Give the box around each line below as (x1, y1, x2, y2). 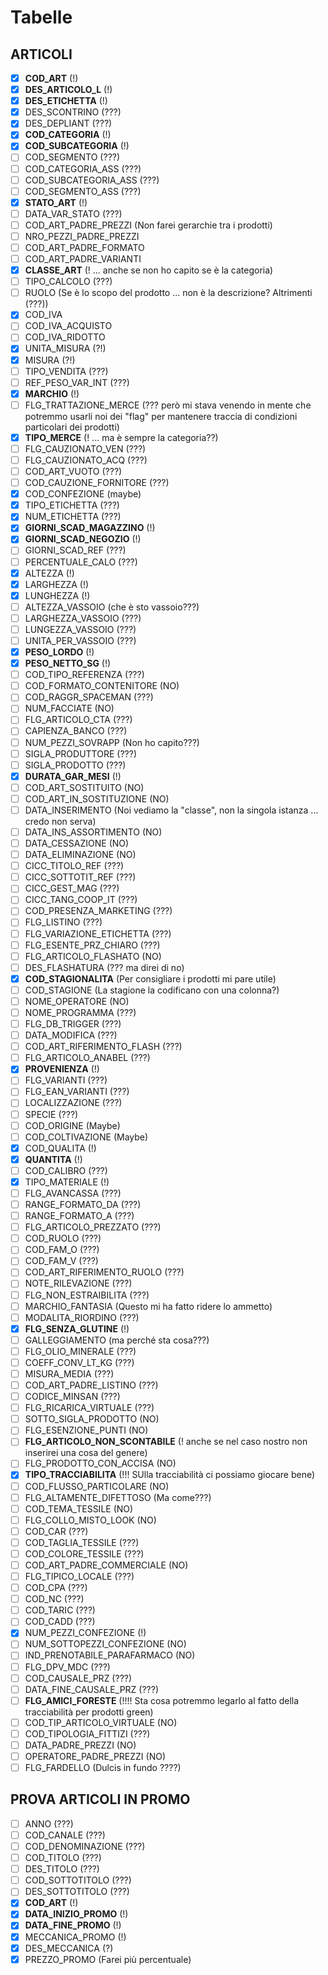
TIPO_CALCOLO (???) (24, 276, 113, 288)
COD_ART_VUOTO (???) (24, 466, 123, 477)
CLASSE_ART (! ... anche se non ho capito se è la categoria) (24, 264, 274, 276)
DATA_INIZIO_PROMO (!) (24, 1908, 129, 1920)
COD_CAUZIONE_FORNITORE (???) (24, 477, 170, 489)
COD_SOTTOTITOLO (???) (24, 1874, 132, 1886)
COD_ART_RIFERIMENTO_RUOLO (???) (24, 1266, 185, 1278)
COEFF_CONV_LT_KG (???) (24, 1356, 135, 1368)
